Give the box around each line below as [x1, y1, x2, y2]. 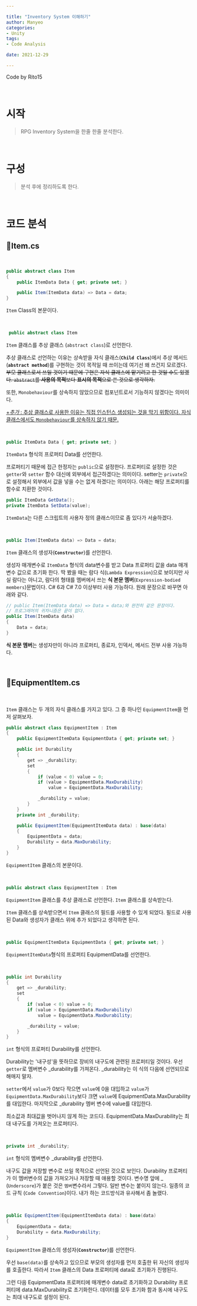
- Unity [6, 30, 25, 36]
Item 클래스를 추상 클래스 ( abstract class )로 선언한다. [6, 341, 133, 349]
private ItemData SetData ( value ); [6, 503, 91, 509]
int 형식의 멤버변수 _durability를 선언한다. [6, 1155, 103, 1162]
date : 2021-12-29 [6, 52, 49, 58]
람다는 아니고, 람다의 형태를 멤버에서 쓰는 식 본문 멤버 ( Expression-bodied [12, 576, 181, 583]
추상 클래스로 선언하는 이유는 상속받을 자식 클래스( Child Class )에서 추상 [6, 354, 172, 361]
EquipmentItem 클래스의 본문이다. [6, 861, 84, 868]
